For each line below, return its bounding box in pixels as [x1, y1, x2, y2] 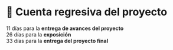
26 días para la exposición [6, 31, 71, 38]
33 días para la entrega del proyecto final [6, 37, 108, 44]
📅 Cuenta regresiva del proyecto [6, 5, 167, 19]
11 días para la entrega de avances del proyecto [6, 25, 124, 32]
